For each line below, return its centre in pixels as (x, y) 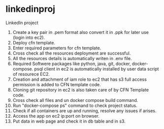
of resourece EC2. (31, 74)
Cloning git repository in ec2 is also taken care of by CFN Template (81, 90)
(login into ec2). (29, 37)
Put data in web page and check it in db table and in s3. (69, 121)
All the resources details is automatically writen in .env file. (72, 58)
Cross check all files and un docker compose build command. (75, 100)
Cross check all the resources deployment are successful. (72, 53)
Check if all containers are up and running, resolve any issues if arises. (84, 111)
